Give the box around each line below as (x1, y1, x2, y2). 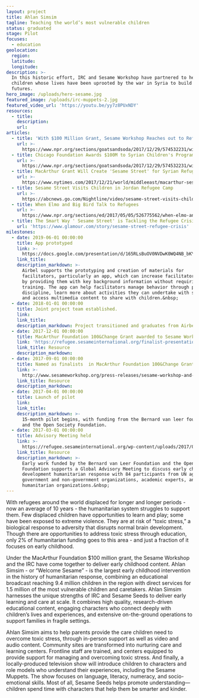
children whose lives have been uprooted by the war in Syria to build (11, 81, 192, 87)
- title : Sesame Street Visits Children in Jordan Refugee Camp (11, 185, 174, 191)
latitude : (11, 58, 36, 64)
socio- (168, 673, 184, 680)
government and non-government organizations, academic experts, (21, 477, 187, 483)
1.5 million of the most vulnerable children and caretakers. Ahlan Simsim (6, 585, 182, 593)
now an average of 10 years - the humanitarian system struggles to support (6, 505, 190, 512)
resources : (6, 108, 33, 114)
